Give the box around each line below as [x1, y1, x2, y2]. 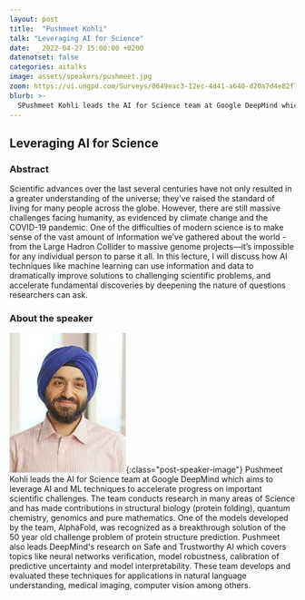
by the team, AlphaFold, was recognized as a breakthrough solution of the [9, 522, 286, 533]
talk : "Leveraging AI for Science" [9, 34, 144, 43]
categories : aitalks [9, 63, 88, 72]
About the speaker [9, 312, 93, 325]
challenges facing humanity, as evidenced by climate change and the [9, 212, 269, 223]
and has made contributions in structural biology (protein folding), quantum [9, 503, 290, 514]
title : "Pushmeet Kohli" [9, 24, 107, 34]
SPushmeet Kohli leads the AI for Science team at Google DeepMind [17, 101, 279, 110]
